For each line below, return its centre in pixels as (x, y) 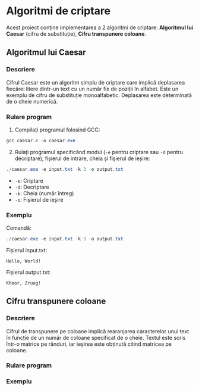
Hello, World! (24, 261)
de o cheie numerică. (32, 101)
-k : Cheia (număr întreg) (44, 193)
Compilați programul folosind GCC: (57, 130)
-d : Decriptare (32, 187)
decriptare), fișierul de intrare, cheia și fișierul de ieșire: (82, 158)
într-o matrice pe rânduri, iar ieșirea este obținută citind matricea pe (89, 344)
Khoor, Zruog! (24, 283)
